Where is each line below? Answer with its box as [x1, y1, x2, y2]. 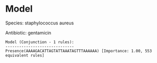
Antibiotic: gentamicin [5, 29, 52, 36]
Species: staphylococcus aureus [5, 20, 74, 26]
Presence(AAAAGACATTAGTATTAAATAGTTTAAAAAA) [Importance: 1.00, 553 [5, 48, 152, 53]
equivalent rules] [5, 53, 44, 58]
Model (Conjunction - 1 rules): [5, 39, 74, 45]
